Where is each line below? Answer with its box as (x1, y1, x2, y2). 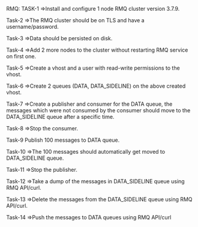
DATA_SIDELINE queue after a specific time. (6, 114, 115, 120)
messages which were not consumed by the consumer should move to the (6, 107, 191, 114)
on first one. (6, 53, 37, 59)
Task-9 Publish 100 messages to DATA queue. (6, 136, 120, 144)
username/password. (6, 23, 59, 30)
